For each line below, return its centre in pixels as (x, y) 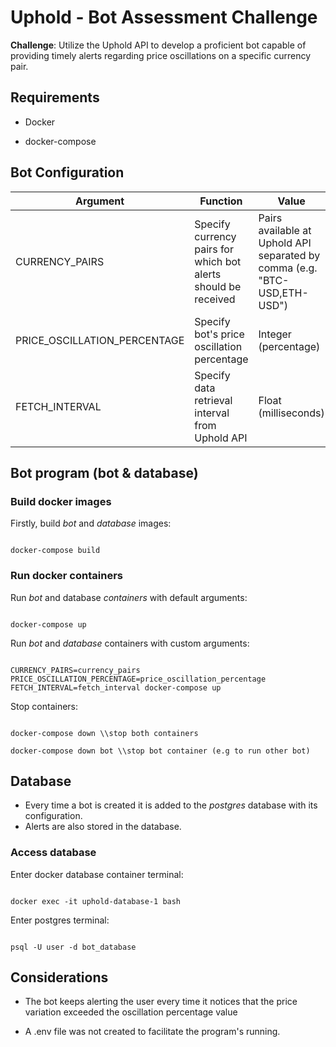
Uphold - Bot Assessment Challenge (164, 17)
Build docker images (61, 501)
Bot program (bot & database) (104, 472)
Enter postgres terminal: (60, 920)
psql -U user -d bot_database (73, 947)
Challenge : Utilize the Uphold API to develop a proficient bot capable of (158, 45)
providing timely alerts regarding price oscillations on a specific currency (161, 55)
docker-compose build (55, 551)
